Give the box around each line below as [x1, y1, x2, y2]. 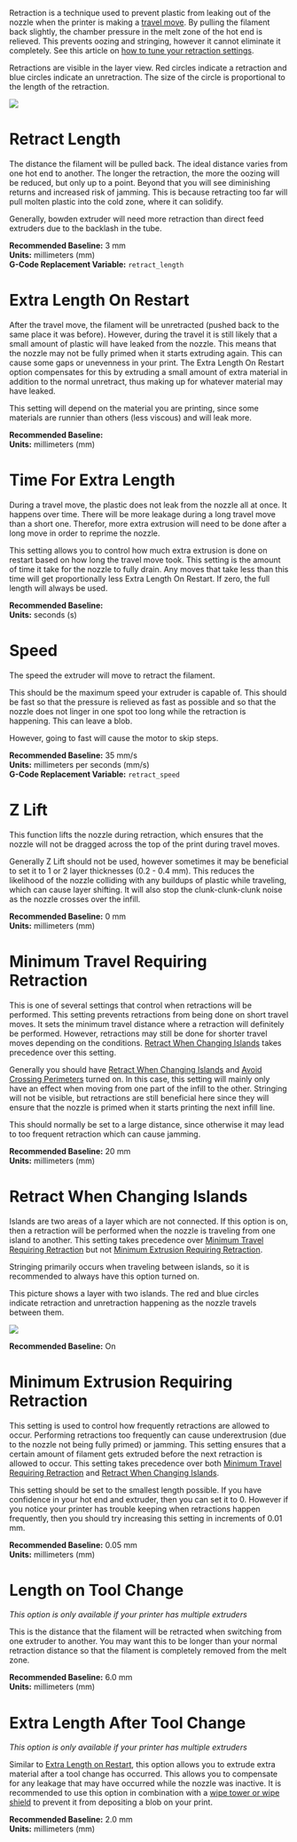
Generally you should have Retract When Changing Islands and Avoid [9, 1064, 262, 1074]
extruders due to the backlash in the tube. [9, 222, 162, 234]
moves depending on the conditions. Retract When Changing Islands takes [9, 1037, 282, 1048]
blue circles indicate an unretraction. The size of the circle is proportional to [9, 72, 285, 83]
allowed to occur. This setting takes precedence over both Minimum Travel [9, 1457, 282, 1469]
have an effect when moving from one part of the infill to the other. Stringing [9, 1083, 288, 1094]
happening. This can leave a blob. [9, 715, 133, 726]
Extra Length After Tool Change [9, 1712, 246, 1733]
